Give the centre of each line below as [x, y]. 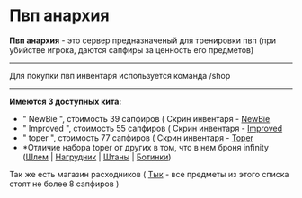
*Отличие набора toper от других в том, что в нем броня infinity [146, 147]
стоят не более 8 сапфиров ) [64, 184]
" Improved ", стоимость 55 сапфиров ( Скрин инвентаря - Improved [152, 128]
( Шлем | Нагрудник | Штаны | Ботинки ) [97, 157]
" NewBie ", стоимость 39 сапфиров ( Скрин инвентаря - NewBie [146, 118]
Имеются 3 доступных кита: [66, 101]
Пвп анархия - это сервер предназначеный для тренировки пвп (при [143, 40]
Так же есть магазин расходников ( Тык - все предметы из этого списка [149, 174]
